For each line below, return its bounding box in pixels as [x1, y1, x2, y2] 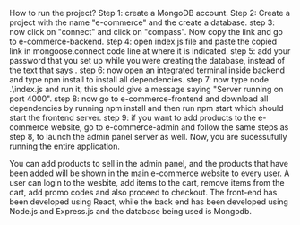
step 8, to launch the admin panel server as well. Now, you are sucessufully [9, 132, 287, 142]
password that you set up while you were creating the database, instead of [9, 56, 285, 65]
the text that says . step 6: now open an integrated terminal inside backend [9, 65, 285, 75]
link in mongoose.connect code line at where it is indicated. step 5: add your [9, 46, 291, 56]
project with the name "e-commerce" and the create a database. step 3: [9, 17, 275, 28]
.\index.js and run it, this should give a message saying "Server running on [9, 84, 284, 94]
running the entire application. [9, 141, 121, 151]
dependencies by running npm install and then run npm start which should [9, 103, 284, 113]
